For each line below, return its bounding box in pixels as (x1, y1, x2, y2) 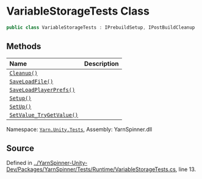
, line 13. (175, 166, 197, 173)
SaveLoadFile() (9, 78, 54, 85)
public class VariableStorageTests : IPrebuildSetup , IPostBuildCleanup (6, 24, 195, 30)
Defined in (6, 160, 32, 167)
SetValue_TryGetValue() (9, 111, 79, 118)
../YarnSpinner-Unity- (33, 160, 88, 167)
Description (84, 59, 119, 68)
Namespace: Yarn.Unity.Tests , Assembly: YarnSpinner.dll (6, 125, 153, 133)
